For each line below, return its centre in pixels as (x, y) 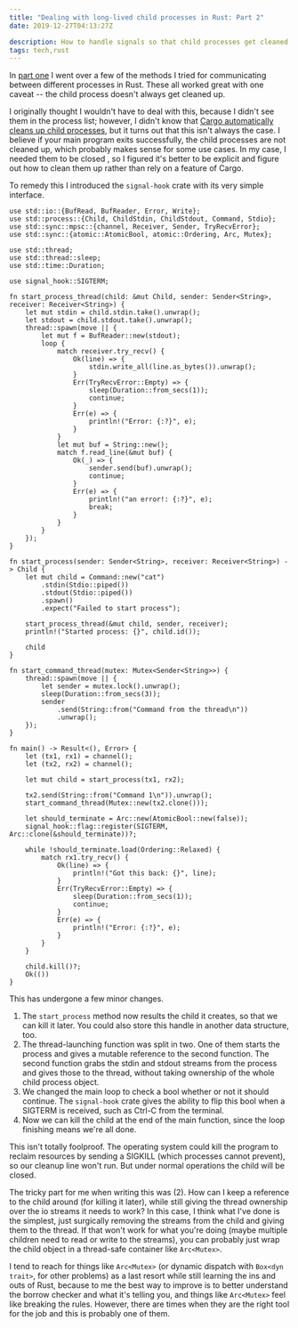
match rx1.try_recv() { (85, 858)
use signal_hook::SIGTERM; (59, 281)
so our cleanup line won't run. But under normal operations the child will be (147, 1166)
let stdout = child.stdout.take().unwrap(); (109, 320)
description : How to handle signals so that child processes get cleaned (149, 42)
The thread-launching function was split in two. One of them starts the (151, 1045)
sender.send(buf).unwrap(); (141, 468)
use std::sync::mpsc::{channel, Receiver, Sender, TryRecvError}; (135, 227)
